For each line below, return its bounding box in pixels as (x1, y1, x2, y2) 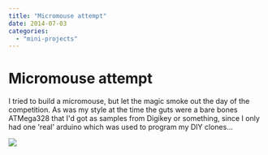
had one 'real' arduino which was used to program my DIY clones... (8, 123, 233, 132)
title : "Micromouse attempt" (8, 11, 107, 20)
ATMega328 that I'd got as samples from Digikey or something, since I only (8, 114, 260, 123)
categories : (8, 27, 49, 35)
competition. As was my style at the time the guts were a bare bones (8, 105, 238, 114)
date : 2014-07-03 (8, 19, 67, 28)
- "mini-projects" (15, 34, 79, 43)
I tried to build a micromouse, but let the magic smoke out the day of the (8, 97, 250, 106)
